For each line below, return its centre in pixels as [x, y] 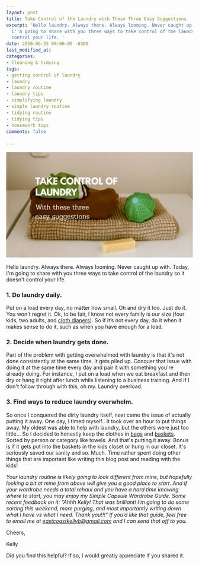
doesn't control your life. [36, 280]
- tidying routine [29, 113]
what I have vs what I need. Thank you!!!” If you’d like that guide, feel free [97, 515]
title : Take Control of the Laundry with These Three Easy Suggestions [96, 19]
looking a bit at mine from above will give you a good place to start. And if [97, 483]
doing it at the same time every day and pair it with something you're [90, 367]
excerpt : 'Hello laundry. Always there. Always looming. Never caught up [99, 25]
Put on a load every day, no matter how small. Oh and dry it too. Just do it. [97, 307]
